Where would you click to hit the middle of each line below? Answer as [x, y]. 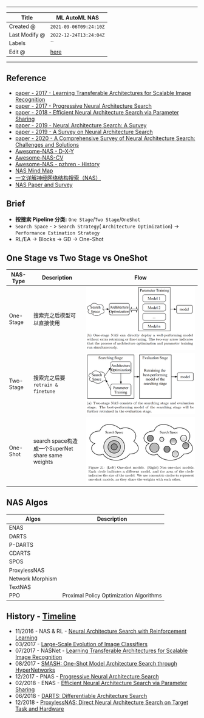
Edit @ [17, 52]
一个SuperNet [56, 449]
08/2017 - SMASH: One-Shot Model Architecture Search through [96, 663]
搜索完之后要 [49, 378]
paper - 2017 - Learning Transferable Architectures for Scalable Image [103, 93]
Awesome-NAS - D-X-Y [44, 151]
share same [48, 456]
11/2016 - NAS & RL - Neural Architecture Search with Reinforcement [101, 631]
